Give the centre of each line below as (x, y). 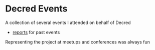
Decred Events (36, 9)
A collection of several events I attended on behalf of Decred (68, 22)
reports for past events (36, 32)
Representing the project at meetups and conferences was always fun (78, 42)
